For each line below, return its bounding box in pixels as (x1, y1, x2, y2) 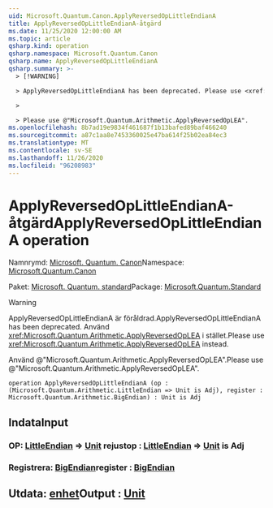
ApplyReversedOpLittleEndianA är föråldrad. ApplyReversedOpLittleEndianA (8, 313, 262, 323)
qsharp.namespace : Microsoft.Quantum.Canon (8, 50, 158, 58)
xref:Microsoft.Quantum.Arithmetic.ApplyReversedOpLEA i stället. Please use (8, 330, 265, 341)
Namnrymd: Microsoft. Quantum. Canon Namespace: (8, 257, 184, 268)
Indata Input (8, 415, 69, 429)
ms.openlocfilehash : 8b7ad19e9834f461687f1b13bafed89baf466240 (8, 123, 227, 132)
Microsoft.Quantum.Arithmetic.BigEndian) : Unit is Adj (8, 394, 201, 402)
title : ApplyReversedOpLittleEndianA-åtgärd (8, 19, 162, 28)
